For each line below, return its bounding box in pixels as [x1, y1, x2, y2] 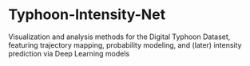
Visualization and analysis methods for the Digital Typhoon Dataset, [8, 32, 231, 41]
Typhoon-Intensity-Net [8, 6, 166, 24]
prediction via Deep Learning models [8, 49, 130, 58]
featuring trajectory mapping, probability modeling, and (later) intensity [8, 40, 242, 49]
